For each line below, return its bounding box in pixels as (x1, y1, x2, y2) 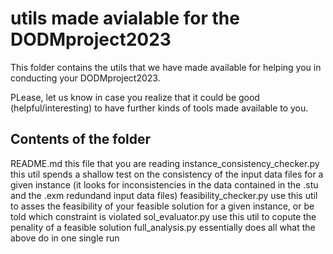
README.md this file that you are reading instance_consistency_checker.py (10, 157, 320, 169)
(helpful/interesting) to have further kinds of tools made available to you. (10, 102, 309, 114)
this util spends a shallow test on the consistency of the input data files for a (10, 168, 324, 180)
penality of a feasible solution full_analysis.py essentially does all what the (10, 221, 316, 233)
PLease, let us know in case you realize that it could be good (10, 91, 260, 103)
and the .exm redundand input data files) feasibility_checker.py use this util (10, 189, 318, 201)
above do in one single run (10, 232, 120, 244)
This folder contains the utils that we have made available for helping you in (10, 61, 322, 73)
